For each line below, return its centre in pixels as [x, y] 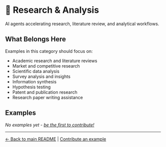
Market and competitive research [46, 66]
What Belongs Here [36, 39]
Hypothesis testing [31, 87]
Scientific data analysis [36, 71]
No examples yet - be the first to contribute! [50, 125]
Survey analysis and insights [41, 76]
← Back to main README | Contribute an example [56, 139]
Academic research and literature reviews [55, 61]
